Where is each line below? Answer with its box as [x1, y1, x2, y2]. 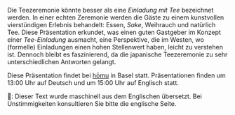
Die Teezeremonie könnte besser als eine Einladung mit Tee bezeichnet [7, 6, 214, 14]
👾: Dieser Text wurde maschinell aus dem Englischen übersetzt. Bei [7, 92, 202, 100]
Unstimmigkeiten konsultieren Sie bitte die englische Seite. [7, 100, 177, 107]
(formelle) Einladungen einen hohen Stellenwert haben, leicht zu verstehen [7, 43, 223, 51]
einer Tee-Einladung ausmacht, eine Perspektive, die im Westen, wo [7, 36, 205, 44]
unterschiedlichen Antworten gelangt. [7, 58, 116, 66]
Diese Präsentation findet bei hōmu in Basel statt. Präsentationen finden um [7, 71, 226, 79]
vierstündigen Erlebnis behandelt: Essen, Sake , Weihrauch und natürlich [7, 21, 216, 29]
